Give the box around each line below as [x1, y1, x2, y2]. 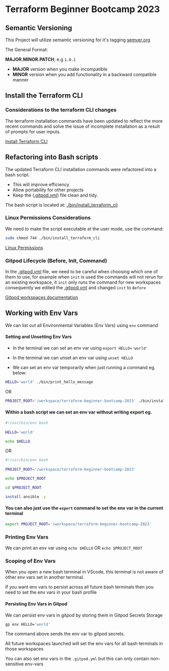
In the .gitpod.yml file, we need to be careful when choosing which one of [5, 268, 158, 275]
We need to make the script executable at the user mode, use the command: [5, 225, 164, 232]
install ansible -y [5, 494, 46, 499]
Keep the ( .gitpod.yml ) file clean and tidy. [12, 192, 98, 198]
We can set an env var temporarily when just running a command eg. [12, 364, 156, 370]
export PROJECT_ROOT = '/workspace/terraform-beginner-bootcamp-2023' [5, 522, 152, 527]
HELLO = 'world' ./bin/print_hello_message [5, 379, 94, 384]
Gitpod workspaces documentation [5, 294, 78, 300]
